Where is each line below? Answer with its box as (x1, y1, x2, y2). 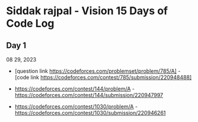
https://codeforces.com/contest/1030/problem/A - (14, 103, 138, 110)
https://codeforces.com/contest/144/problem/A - (14, 85, 135, 92)
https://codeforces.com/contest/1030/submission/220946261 (14, 110, 166, 116)
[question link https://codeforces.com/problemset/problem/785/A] (14, 68, 177, 75)
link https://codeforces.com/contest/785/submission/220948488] (30, 74, 192, 81)
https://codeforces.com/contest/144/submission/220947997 (14, 92, 164, 98)
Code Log (6, 17, 55, 30)
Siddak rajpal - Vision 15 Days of (6, 4, 168, 18)
